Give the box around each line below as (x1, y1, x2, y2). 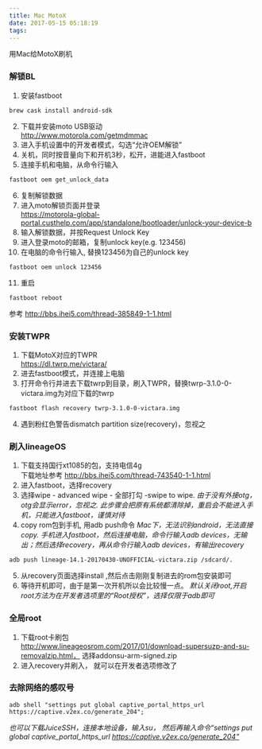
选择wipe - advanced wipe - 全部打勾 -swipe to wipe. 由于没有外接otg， (20, 491, 256, 500)
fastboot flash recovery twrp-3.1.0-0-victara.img (9, 404, 180, 412)
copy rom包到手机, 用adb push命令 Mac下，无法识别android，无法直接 (20, 520, 253, 530)
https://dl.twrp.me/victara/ (20, 359, 108, 368)
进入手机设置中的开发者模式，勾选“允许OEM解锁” (20, 140, 182, 149)
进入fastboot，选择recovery (20, 480, 112, 490)
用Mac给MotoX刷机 (9, 49, 73, 59)
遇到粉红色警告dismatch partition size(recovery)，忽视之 (20, 419, 206, 429)
